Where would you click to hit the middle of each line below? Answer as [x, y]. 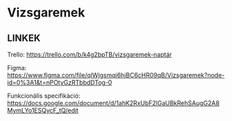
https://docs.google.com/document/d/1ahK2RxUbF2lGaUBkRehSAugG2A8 [113, 103]
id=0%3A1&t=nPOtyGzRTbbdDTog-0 [60, 82]
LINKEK [24, 38]
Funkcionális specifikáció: [44, 96]
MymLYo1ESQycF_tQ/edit [43, 110]
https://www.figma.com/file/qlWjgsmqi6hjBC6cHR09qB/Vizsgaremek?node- [116, 75]
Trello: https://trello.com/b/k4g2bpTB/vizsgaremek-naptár [90, 54]
